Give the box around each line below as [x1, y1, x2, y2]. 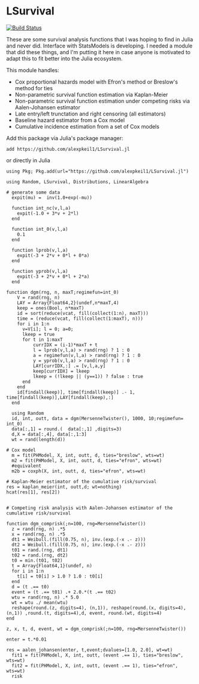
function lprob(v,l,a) [11, 247, 68, 253]
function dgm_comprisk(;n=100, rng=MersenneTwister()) [6, 521, 146, 527]
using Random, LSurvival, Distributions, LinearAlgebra [6, 179, 149, 185]
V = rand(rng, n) [17, 295, 61, 301]
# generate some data [6, 189, 61, 195]
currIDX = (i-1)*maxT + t [32, 341, 98, 348]
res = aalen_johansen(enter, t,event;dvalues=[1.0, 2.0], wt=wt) [6, 647, 173, 653]
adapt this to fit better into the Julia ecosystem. [6, 55, 123, 62]
